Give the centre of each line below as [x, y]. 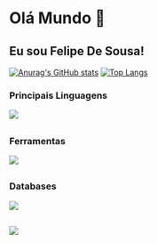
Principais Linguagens [59, 95]
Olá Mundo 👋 [57, 18]
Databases [33, 186]
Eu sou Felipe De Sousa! [77, 51]
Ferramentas [38, 141]
